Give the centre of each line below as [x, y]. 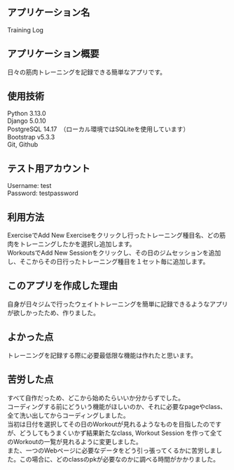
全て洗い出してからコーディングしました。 [68, 415]
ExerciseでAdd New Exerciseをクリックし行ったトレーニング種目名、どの [113, 235]
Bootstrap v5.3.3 [31, 137]
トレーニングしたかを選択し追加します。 [77, 244]
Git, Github [23, 145]
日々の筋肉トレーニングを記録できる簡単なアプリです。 [87, 72]
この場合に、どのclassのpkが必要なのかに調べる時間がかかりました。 [119, 459]
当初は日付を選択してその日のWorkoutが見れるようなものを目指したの [108, 424]
